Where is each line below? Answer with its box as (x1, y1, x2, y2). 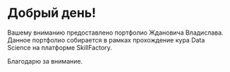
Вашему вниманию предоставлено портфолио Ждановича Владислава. (7, 28, 224, 37)
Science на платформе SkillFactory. (7, 43, 113, 52)
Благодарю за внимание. (7, 56, 83, 65)
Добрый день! (7, 5, 97, 21)
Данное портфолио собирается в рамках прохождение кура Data (7, 35, 205, 44)
